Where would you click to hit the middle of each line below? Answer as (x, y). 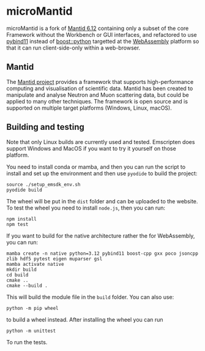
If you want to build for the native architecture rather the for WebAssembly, (101, 236)
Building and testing (45, 127)
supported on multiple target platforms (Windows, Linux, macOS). (89, 108)
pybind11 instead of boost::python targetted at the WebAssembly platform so (103, 41)
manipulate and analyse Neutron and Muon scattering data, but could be (98, 95)
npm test (17, 224)
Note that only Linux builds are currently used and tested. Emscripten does (101, 142)
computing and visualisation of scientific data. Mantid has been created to (100, 88)
